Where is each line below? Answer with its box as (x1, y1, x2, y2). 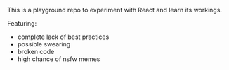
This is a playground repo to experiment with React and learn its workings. (7, 6, 223, 14)
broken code (17, 48, 55, 55)
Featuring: (7, 19, 37, 27)
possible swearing (17, 40, 71, 48)
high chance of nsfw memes (17, 55, 100, 63)
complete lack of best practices (17, 33, 110, 41)
